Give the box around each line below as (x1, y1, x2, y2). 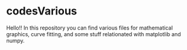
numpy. (6, 37, 25, 44)
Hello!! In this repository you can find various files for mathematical (6, 24, 173, 31)
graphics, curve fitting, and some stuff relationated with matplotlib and (6, 30, 181, 37)
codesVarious (6, 4, 77, 18)
